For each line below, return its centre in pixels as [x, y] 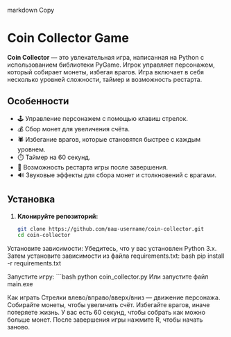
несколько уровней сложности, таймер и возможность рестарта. [105, 79]
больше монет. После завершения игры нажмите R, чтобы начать [105, 320]
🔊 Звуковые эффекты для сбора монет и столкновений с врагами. [117, 175]
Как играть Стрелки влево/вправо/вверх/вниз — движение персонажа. [114, 297]
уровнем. [31, 149]
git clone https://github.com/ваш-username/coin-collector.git [111, 229]
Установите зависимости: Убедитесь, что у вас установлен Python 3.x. [112, 249]
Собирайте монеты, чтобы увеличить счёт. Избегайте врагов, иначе [109, 305]
